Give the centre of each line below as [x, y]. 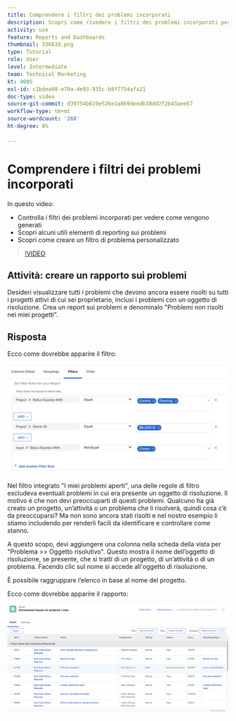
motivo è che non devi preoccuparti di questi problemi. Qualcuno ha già [111, 501]
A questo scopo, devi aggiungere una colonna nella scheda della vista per [114, 544]
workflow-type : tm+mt [39, 111]
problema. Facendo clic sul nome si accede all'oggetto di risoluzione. [107, 567]
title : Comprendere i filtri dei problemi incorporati [89, 15]
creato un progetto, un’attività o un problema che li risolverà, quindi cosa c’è [117, 508]
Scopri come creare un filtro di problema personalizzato [98, 240]
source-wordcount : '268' [44, 119]
